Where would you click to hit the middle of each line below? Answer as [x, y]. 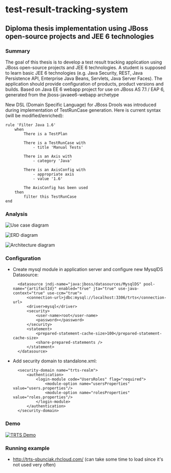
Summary [18, 51]
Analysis [17, 214]
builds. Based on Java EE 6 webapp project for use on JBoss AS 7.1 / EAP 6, [85, 89]
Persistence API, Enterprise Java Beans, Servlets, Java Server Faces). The [84, 78]
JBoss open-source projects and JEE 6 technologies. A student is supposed [85, 67]
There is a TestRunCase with [55, 143]
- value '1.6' [48, 179]
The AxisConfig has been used [56, 188]
